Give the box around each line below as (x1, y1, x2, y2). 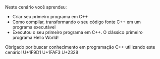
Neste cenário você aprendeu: (5, 4, 67, 10)
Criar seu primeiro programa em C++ (12, 14, 88, 19)
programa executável (12, 24, 56, 30)
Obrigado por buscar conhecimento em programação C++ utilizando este (5, 44, 156, 50)
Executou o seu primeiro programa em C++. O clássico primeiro (12, 29, 143, 35)
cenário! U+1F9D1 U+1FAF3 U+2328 (5, 49, 78, 55)
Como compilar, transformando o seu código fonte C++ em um (12, 19, 141, 25)
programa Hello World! (12, 34, 59, 40)
